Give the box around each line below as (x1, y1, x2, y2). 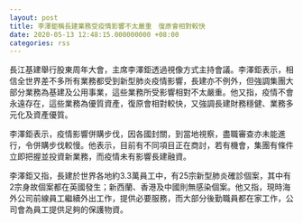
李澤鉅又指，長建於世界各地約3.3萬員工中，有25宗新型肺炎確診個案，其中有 (9, 171, 291, 181)
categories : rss (9, 38, 70, 48)
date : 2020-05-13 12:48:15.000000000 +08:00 (9, 30, 179, 39)
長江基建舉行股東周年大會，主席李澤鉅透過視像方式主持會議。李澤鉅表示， (9, 64, 286, 75)
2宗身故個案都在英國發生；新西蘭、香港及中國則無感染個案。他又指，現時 (9, 181, 283, 192)
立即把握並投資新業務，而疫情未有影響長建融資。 (9, 151, 191, 163)
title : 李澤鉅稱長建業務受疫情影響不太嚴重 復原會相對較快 (9, 22, 206, 31)
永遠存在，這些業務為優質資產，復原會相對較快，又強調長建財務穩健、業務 (9, 98, 286, 109)
